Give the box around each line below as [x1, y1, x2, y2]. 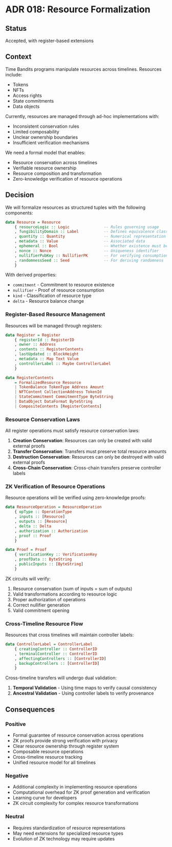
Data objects [12, 103, 40, 109]
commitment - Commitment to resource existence [12, 282, 115, 288]
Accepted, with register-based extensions [5, 37, 94, 44]
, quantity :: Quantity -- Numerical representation [14, 234, 166, 239]
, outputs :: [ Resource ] [14, 519, 68, 524]
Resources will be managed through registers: [5, 322, 102, 329]
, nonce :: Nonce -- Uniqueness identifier [14, 248, 159, 253]
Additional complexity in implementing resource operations [12, 784, 137, 790]
